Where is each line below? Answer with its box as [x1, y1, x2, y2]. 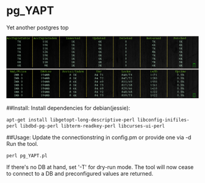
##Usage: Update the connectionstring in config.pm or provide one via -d [6, 134, 192, 141]
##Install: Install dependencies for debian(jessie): [6, 104, 131, 112]
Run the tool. [6, 140, 38, 147]
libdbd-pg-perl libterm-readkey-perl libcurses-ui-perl [20, 123, 165, 129]
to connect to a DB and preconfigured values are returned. [6, 170, 154, 177]
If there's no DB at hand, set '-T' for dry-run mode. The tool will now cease [6, 163, 194, 171]
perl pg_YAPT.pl [6, 152, 48, 159]
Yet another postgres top [6, 24, 69, 31]
